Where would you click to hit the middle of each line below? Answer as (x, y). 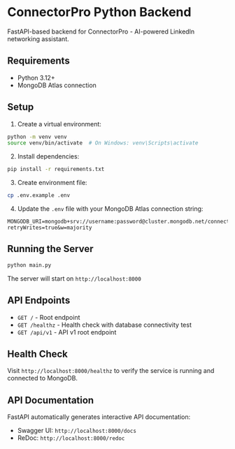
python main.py (29, 265)
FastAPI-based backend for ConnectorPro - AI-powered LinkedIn (101, 31)
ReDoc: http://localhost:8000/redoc (71, 438)
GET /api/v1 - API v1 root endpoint (67, 332)
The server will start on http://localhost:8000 (74, 278)
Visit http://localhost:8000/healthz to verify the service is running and (111, 371)
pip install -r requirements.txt (56, 169)
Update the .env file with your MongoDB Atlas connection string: (110, 209)
